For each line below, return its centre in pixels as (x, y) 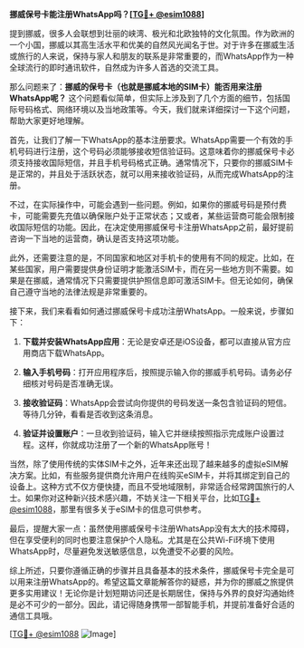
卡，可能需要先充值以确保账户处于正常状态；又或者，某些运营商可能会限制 (148, 216)
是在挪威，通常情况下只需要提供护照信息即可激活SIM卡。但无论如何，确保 (155, 280)
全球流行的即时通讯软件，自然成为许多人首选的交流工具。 (116, 68)
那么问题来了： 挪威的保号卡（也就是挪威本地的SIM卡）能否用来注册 (136, 87)
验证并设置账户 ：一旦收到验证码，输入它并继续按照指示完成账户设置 (149, 433)
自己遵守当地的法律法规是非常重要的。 (81, 292)
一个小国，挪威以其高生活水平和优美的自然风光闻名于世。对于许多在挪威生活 (152, 45)
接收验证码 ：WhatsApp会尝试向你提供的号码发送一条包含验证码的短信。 (157, 403)
